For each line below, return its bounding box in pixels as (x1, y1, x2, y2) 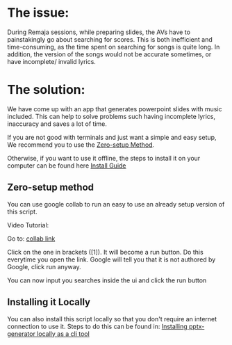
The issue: (7, 5, 69, 21)
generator (7, 329, 36, 338)
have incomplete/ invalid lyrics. (7, 57, 96, 65)
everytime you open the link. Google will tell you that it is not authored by (7, 255, 216, 264)
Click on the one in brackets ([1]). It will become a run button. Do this (7, 248, 204, 256)
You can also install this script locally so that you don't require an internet (7, 314, 217, 323)
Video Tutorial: (7, 220, 49, 229)
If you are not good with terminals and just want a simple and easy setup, (7, 133, 217, 141)
